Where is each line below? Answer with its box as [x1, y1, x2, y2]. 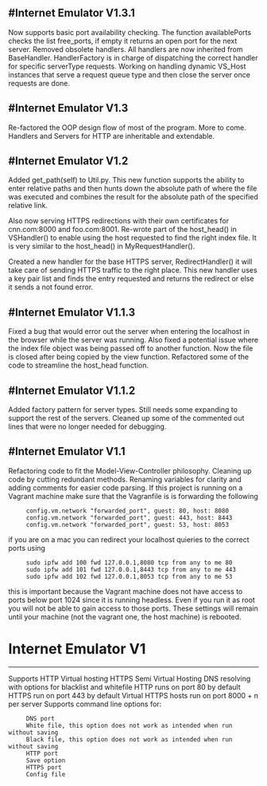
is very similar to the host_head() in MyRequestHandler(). [8, 242, 195, 251]
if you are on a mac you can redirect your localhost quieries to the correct [8, 534, 250, 544]
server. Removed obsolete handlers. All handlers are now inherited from [8, 44, 244, 54]
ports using [8, 543, 46, 552]
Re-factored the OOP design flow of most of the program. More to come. [8, 123, 246, 132]
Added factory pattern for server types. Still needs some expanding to [8, 405, 238, 415]
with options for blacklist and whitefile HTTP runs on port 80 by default [8, 682, 241, 692]
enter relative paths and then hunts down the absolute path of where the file [8, 183, 257, 194]
